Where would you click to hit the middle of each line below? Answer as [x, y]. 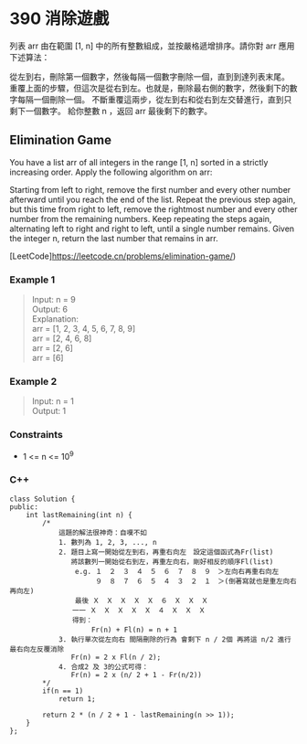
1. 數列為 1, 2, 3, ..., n [107, 542]
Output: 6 [50, 309]
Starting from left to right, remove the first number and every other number [150, 189]
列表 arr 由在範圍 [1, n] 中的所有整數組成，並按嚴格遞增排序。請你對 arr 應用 [152, 46]
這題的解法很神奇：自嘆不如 [103, 532]
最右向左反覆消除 [37, 649]
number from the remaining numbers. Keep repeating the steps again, [141, 218]
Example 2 [33, 381]
